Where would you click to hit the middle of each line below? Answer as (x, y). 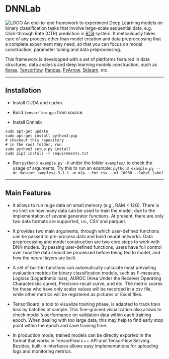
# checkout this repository (35, 140)
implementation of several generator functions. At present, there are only (88, 216)
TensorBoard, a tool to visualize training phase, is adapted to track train (86, 304)
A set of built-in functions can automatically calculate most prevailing (84, 267)
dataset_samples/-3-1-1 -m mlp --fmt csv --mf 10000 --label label (92, 173)
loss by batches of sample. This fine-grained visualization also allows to (87, 309)
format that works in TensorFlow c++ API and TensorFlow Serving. (81, 340)
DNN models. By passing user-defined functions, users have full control (87, 247)
